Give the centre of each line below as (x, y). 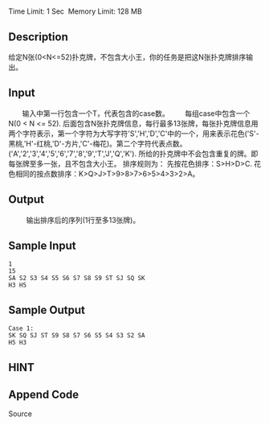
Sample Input (42, 246)
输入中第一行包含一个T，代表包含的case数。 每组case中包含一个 (136, 113)
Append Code (44, 395)
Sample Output (47, 309)
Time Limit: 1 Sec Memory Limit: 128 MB (75, 11)
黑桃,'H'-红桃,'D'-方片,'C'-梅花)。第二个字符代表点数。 (98, 143)
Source (20, 414)
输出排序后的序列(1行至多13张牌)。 (83, 220)
